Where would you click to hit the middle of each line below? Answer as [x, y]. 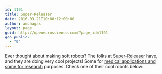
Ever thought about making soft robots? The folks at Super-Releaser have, [81, 56]
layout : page [19, 28]
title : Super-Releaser [29, 14]
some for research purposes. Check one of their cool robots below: [74, 66]
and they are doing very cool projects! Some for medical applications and [81, 61]
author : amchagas [23, 23]
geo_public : [17, 37]
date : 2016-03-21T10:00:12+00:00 [40, 19]
